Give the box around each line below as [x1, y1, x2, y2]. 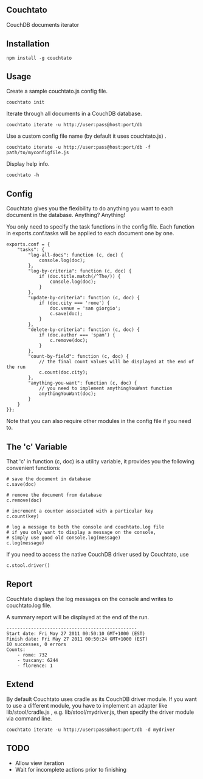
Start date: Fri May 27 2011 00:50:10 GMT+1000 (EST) [6, 630, 146, 636]
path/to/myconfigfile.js [6, 149, 69, 156]
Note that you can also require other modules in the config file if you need [6, 418, 191, 425]
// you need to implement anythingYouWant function [38, 385, 173, 392]
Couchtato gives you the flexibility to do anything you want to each [6, 205, 174, 212]
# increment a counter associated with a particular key [6, 508, 154, 514]
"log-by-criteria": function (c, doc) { [28, 268, 132, 274]
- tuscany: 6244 [17, 657, 59, 663]
